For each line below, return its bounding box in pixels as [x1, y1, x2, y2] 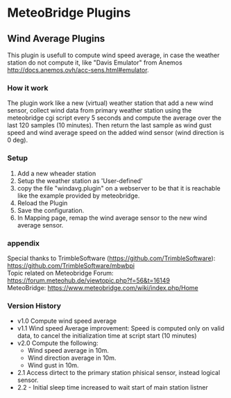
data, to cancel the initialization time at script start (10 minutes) [17, 332, 197, 340]
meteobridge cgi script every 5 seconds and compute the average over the [7, 113, 222, 122]
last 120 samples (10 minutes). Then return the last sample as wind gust [7, 121, 212, 129]
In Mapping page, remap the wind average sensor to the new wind [17, 214, 207, 222]
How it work [7, 83, 49, 93]
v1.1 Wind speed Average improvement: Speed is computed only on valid [17, 324, 225, 333]
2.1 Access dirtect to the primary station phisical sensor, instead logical [17, 369, 221, 377]
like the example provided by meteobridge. [17, 191, 140, 200]
